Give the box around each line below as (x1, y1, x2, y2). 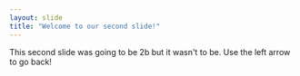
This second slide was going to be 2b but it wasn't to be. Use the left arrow (9, 46, 291, 57)
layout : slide (9, 13, 64, 23)
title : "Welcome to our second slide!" (9, 22, 161, 31)
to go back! (9, 56, 52, 67)
